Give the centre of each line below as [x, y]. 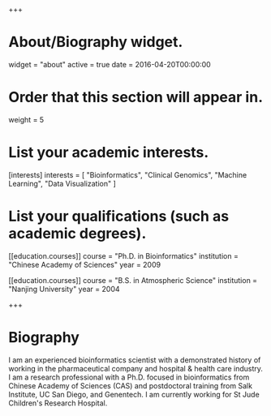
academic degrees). [77, 234]
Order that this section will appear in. [136, 97]
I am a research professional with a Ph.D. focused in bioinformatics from [129, 377]
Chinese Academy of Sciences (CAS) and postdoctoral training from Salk [131, 385]
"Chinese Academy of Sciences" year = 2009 [84, 264]
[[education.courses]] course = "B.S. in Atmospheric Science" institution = [133, 280]
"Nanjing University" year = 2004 [64, 289]
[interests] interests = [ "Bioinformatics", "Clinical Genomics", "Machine [128, 174]
